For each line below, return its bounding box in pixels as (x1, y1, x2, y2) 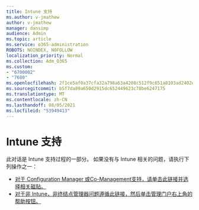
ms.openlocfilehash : (6, 80, 57, 86)
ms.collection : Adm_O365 (6, 58, 68, 64)
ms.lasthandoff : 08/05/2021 (6, 102, 76, 108)
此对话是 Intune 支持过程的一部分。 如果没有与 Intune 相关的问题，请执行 (6, 156, 185, 163)
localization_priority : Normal (6, 53, 84, 59)
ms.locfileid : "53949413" (6, 108, 70, 114)
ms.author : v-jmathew (6, 14, 60, 20)
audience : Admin (6, 31, 46, 37)
